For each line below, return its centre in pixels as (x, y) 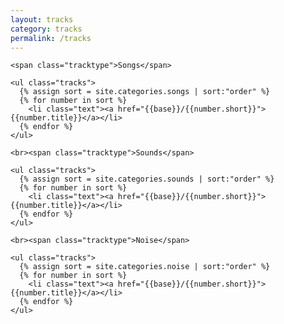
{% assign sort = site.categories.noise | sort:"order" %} (145, 267)
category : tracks (46, 29)
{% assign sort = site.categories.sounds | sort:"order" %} (147, 179)
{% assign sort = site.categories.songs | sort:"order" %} (145, 92)
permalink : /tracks (51, 38)
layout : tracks (42, 19)
